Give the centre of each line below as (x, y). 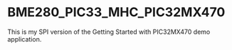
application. (25, 39)
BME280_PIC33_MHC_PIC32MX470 (116, 12)
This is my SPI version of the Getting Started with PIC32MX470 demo (109, 32)
